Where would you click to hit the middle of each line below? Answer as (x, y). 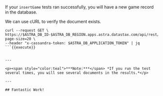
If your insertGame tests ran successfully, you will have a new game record (79, 7)
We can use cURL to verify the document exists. (53, 22)
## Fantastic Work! (25, 90)
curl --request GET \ (27, 31)
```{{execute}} (20, 48)
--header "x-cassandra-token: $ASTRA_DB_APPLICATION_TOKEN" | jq (72, 43)
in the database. (21, 12)
